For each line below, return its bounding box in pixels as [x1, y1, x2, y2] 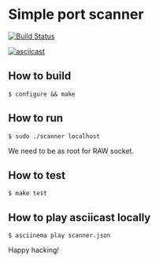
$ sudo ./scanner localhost [8, 132, 101, 140]
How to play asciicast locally [8, 210, 151, 224]
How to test [8, 169, 65, 182]
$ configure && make [8, 90, 76, 98]
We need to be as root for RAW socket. [8, 146, 135, 155]
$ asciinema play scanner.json [8, 231, 111, 240]
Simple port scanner [8, 5, 144, 24]
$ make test [8, 190, 47, 198]
